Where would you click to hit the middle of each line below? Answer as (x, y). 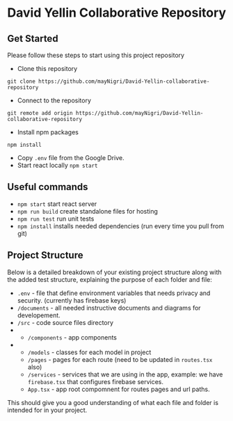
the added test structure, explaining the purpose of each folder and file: (110, 279)
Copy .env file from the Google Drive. (71, 158)
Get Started (33, 39)
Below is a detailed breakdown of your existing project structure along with (114, 272)
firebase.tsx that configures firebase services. (96, 381)
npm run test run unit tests (56, 219)
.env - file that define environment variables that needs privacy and (114, 293)
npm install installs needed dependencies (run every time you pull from (121, 226)
